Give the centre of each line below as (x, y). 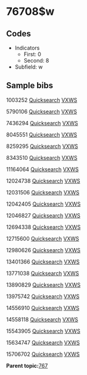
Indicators (27, 48)
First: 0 (32, 54)
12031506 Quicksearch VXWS (43, 192)
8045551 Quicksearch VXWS (42, 134)
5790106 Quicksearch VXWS (42, 111)
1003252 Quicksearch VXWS (42, 100)
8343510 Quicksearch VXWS (42, 157)
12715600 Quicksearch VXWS (43, 238)
